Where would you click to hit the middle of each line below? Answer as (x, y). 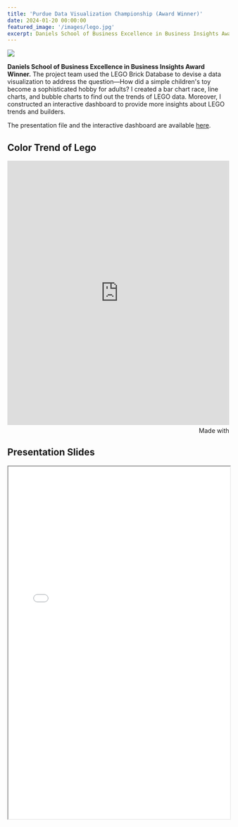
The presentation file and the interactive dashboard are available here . (109, 125)
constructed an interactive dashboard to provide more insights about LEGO (116, 104)
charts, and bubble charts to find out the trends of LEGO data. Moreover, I (114, 97)
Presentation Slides (51, 452)
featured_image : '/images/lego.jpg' (61, 27)
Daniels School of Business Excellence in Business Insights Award (106, 67)
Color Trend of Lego (52, 148)
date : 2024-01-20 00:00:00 (47, 20)
